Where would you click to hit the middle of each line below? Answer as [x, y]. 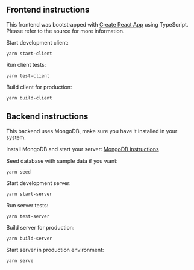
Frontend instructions [48, 10]
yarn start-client [29, 54]
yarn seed [19, 172]
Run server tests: [27, 205]
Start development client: [38, 42]
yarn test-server [28, 216]
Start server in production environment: [55, 250]
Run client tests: [26, 64]
